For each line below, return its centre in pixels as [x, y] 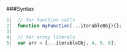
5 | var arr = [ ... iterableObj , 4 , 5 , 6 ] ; [61, 43]
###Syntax [20, 9]
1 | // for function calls [41, 20]
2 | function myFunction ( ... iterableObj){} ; [64, 26]
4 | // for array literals [41, 37]
